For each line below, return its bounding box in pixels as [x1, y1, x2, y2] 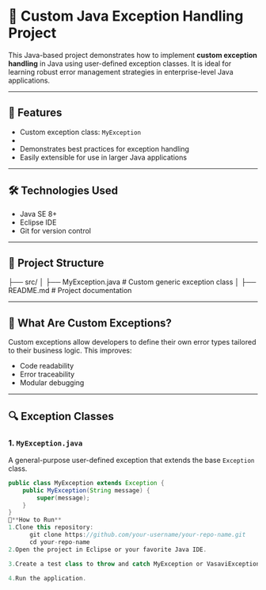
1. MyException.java [8, 437, 83, 448]
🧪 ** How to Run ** [8, 516, 62, 524]
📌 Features [8, 106, 63, 120]
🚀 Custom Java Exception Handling [8, 7, 244, 25]
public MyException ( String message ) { [22, 486, 150, 495]
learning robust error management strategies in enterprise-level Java [8, 67, 234, 76]
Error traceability [19, 369, 75, 380]
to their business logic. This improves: [8, 345, 132, 356]
